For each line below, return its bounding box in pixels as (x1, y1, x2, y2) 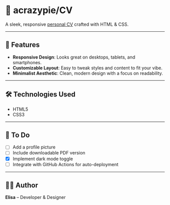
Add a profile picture (12, 144, 56, 150)
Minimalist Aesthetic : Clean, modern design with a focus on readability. (12, 70, 163, 76)
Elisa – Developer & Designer (5, 194, 66, 200)
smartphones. (12, 59, 42, 65)
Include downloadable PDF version (12, 150, 86, 156)
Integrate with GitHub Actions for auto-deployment (12, 161, 119, 167)
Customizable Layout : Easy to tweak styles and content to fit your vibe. (12, 65, 163, 71)
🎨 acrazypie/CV (5, 5, 73, 16)
